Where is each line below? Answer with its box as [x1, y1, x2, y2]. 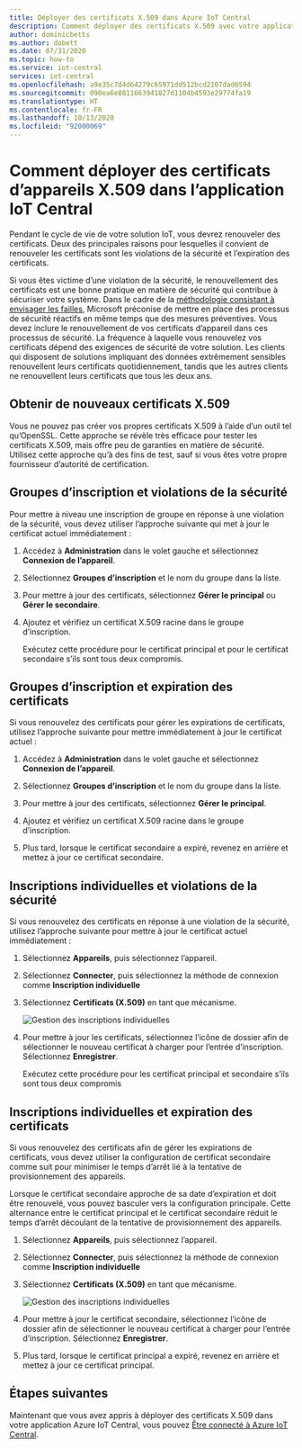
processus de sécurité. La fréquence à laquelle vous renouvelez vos [9, 332, 262, 343]
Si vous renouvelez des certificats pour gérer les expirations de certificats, [9, 717, 286, 728]
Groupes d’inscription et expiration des [9, 679, 234, 694]
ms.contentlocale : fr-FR [9, 105, 102, 114]
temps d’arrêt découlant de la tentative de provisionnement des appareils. [9, 1217, 282, 1228]
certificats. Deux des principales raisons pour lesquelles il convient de [9, 238, 270, 248]
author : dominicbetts [9, 30, 91, 39]
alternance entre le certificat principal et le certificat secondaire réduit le [9, 1208, 278, 1218]
